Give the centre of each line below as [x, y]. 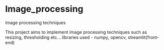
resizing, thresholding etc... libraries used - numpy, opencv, [66, 37]
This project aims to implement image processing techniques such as [76, 32]
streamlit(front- [143, 37]
